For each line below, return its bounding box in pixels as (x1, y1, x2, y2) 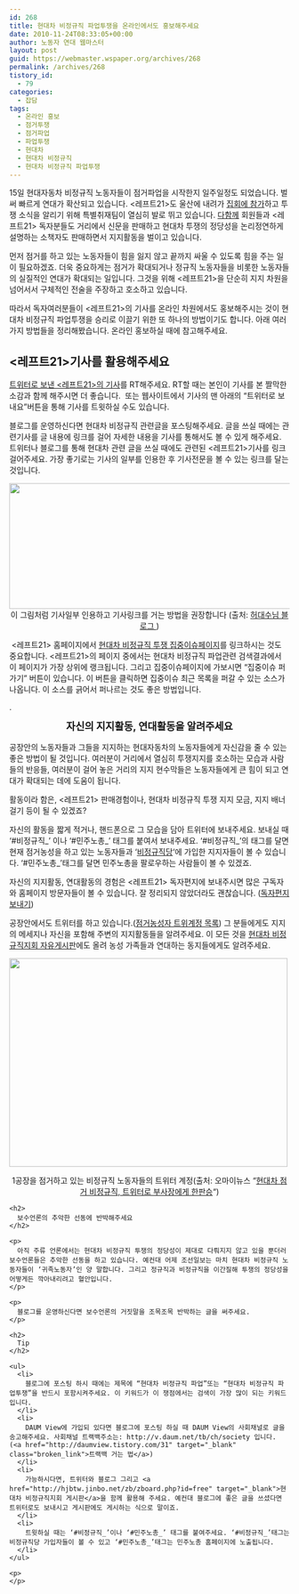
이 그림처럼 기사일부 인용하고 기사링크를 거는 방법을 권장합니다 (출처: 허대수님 (10, 610, 279, 620)
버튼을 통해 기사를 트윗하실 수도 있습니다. (26, 401, 170, 412)
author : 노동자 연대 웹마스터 (9, 37, 105, 47)
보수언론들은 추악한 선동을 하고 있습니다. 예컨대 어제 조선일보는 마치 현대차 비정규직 (9, 1256, 279, 1265)
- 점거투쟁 (17, 121, 51, 130)
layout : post (9, 46, 58, 55)
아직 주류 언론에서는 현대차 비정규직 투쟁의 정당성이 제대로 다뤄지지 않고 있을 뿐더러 (17, 1247, 287, 1256)
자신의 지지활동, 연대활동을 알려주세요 (66, 720, 233, 733)
